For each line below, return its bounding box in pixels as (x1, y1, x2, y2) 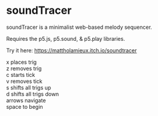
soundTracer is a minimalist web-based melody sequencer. (6, 23, 153, 31)
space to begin (6, 103, 43, 110)
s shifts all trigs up (6, 84, 51, 91)
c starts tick (6, 71, 35, 78)
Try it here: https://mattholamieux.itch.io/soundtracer (6, 46, 137, 54)
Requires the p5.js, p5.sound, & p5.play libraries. (6, 35, 126, 42)
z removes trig (6, 64, 42, 72)
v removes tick (6, 78, 43, 85)
